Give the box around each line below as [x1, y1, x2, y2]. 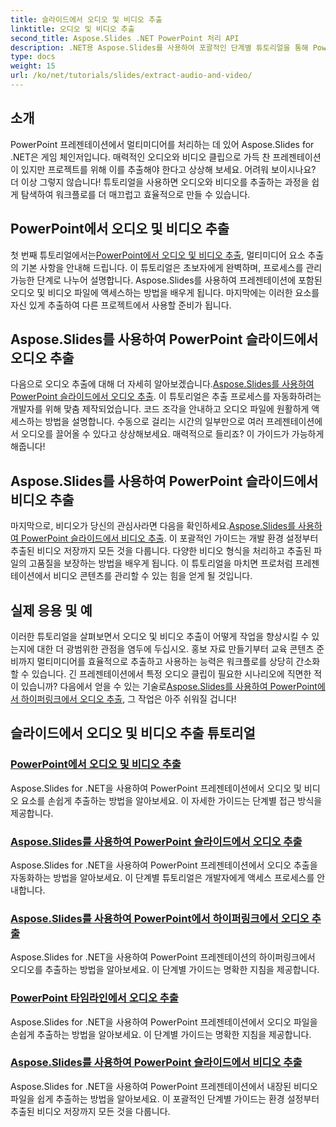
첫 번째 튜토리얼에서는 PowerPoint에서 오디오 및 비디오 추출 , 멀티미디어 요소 [10, 249, 306, 261]
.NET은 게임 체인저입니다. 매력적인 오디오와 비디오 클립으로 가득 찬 [10, 151, 271, 163]
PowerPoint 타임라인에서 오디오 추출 [10, 991, 179, 1005]
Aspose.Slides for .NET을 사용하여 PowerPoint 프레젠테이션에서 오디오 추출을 [10, 859, 318, 871]
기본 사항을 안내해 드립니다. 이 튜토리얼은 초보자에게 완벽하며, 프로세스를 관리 [20, 261, 323, 273]
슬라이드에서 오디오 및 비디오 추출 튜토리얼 [10, 725, 256, 742]
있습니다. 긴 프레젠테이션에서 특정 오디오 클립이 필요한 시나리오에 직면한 [31, 667, 312, 680]
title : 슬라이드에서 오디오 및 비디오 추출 [10, 14, 163, 25]
